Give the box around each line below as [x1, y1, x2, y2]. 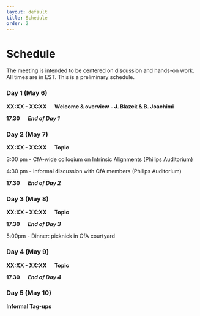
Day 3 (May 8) [6, 194, 49, 203]
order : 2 [6, 20, 29, 26]
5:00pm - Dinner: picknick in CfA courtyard [6, 232, 115, 239]
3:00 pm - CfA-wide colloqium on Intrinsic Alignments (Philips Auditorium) [6, 156, 193, 163]
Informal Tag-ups [6, 303, 52, 310]
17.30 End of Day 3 [6, 220, 61, 228]
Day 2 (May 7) [6, 130, 48, 138]
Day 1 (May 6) [6, 89, 48, 97]
